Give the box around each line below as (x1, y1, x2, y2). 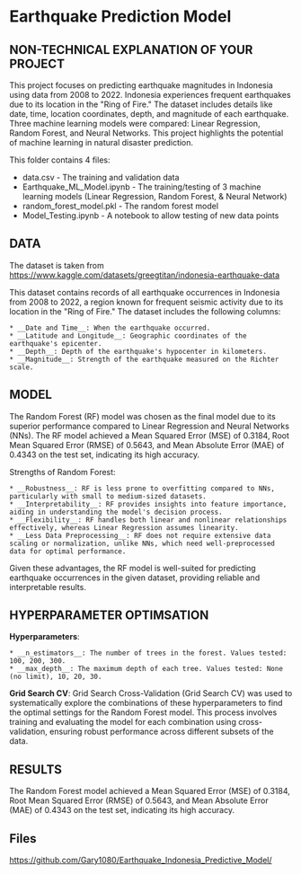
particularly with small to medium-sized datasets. (9, 491, 207, 500)
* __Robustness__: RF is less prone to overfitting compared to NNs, (9, 483, 276, 493)
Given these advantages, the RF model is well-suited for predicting (9, 562, 256, 573)
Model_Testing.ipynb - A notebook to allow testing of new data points (22, 210, 279, 221)
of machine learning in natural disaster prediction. (9, 137, 194, 147)
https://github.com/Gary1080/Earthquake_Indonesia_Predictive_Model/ (9, 855, 272, 866)
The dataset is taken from (9, 260, 105, 270)
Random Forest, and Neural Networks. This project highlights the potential (9, 128, 284, 138)
